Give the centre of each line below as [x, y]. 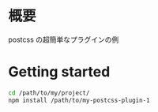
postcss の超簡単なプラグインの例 [64, 39]
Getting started [59, 72]
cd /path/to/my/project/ [49, 93]
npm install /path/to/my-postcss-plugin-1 [79, 100]
